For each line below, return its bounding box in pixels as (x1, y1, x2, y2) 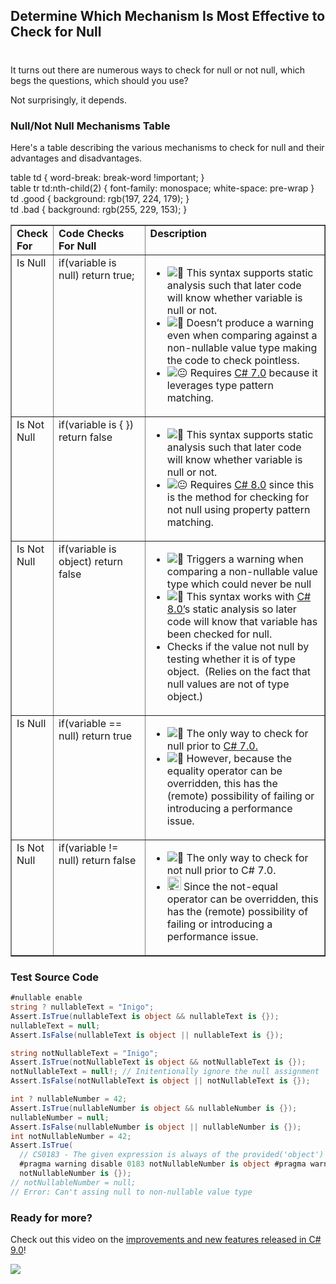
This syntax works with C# (186, 589, 312, 603)
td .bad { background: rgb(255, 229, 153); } (10, 203, 188, 215)
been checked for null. (166, 627, 273, 641)
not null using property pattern (166, 502, 311, 516)
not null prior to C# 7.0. (166, 863, 277, 877)
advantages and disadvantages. (10, 152, 143, 164)
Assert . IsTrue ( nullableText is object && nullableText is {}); (10, 1011, 280, 1021)
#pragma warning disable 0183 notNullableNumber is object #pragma (19, 1159, 307, 1169)
